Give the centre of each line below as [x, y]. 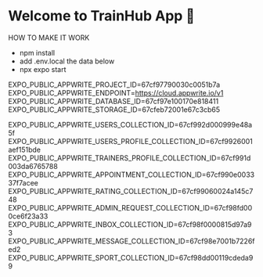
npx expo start [43, 69]
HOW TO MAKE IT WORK [49, 38]
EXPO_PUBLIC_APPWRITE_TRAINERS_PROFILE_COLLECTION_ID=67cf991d [130, 158]
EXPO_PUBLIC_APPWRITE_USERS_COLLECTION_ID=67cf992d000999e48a [130, 124]
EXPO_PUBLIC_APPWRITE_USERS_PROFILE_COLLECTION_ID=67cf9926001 [130, 141]
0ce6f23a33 [28, 216]
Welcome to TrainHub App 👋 [102, 16]
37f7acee [23, 182]
